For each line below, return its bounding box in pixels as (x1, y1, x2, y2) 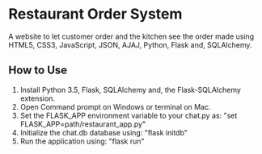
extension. (19, 94, 55, 103)
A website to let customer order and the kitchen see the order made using (8, 31, 255, 41)
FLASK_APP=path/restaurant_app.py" (19, 119, 146, 129)
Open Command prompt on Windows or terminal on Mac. (19, 102, 212, 111)
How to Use (8, 64, 68, 77)
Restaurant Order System (8, 5, 183, 23)
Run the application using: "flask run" (19, 136, 145, 146)
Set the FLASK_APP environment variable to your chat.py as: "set (19, 110, 238, 120)
